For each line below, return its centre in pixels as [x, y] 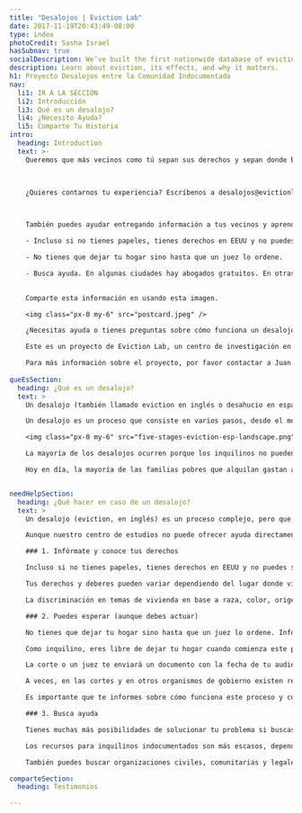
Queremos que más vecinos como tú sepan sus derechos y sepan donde [156, 160]
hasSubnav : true [40, 51]
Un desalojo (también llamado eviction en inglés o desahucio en [151, 405]
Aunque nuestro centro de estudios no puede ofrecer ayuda [138, 535]
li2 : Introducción [52, 101]
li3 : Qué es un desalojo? [66, 110]
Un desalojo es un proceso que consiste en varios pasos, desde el [154, 421]
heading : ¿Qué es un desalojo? [76, 388]
